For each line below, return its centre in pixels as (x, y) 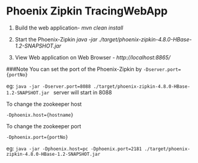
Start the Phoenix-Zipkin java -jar (56, 39)
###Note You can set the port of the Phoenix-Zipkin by (74, 69)
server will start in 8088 (82, 92)
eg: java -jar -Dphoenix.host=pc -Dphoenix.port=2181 (74, 148)
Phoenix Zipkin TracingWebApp (87, 11)
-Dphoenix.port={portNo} (37, 137)
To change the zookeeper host (44, 104)
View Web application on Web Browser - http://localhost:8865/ (93, 57)
